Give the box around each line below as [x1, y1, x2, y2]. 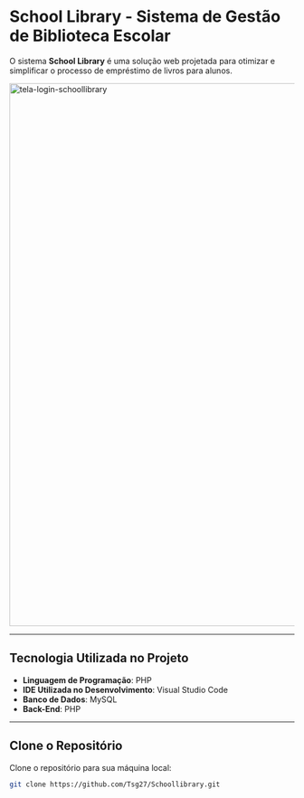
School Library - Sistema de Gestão [9, 6, 281, 27]
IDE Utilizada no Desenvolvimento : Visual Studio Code [22, 684, 229, 695]
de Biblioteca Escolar [9, 25, 171, 46]
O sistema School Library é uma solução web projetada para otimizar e [9, 55, 276, 66]
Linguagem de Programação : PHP [22, 674, 152, 685]
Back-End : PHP [22, 703, 81, 714]
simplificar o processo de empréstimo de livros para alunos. [9, 65, 233, 76]
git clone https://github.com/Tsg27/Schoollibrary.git [9, 780, 221, 789]
